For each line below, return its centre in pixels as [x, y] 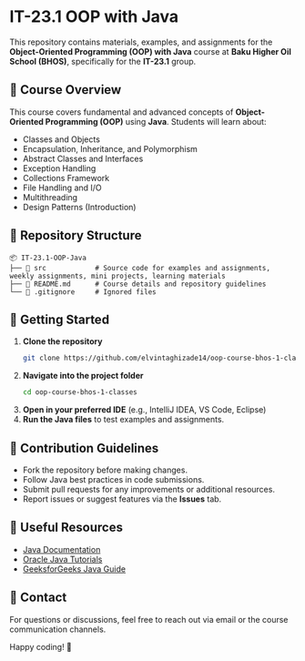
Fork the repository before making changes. [105, 470]
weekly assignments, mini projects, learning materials [117, 276]
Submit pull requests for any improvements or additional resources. [149, 489]
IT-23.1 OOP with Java [94, 17]
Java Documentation [61, 549]
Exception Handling [59, 168]
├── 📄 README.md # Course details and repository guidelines [138, 284]
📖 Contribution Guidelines [84, 448]
